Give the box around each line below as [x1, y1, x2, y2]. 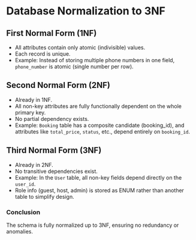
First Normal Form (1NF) [6, 28, 97, 38]
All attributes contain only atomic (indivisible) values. [14, 44, 146, 51]
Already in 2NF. [14, 161, 54, 168]
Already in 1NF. [14, 96, 53, 103]
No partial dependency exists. [14, 115, 89, 122]
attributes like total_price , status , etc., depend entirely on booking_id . [14, 127, 191, 135]
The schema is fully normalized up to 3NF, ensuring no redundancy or [6, 221, 179, 229]
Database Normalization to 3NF [6, 4, 166, 18]
